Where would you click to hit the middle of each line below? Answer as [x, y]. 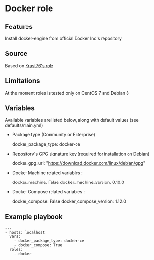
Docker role [29, 9]
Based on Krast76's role [29, 65]
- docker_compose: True [38, 245]
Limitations [23, 81]
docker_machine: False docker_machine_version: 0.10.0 [68, 182]
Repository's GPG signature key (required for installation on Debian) [81, 154]
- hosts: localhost [25, 233]
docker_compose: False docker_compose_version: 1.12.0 [69, 201]
